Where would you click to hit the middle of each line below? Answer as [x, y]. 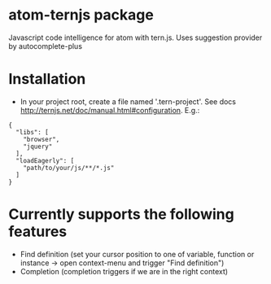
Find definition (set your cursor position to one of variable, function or [137, 254]
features [38, 232]
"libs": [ [32, 132]
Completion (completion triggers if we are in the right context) [124, 271]
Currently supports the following [121, 214]
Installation [47, 79]
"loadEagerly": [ [45, 160]
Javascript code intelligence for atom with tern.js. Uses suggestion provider [135, 37]
